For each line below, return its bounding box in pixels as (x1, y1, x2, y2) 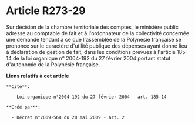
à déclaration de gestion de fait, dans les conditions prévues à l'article (6, 48, 176, 55)
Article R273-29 (6, 4, 86, 18)
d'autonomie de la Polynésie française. (6, 60, 100, 68)
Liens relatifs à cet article (6, 72, 69, 79)
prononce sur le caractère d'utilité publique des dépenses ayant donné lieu (6, 42, 188, 49)
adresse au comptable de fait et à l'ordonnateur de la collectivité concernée (6, 29, 190, 36)
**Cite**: (6, 83, 31, 89)
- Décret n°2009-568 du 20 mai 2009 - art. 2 (11, 114, 125, 120)
